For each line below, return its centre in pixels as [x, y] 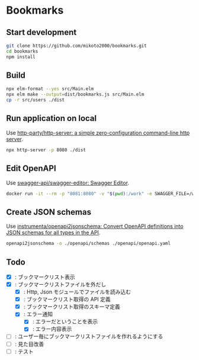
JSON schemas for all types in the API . [53, 232]
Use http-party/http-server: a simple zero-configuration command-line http [98, 133]
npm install [21, 57]
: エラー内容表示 [52, 329]
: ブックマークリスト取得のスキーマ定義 [72, 307]
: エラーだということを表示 [65, 321]
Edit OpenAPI [31, 169]
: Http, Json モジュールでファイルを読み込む [77, 292]
